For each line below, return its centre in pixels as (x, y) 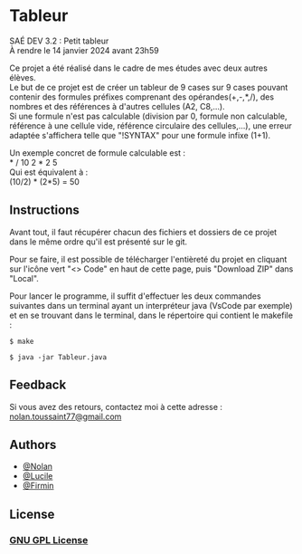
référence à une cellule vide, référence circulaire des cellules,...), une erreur (151, 125)
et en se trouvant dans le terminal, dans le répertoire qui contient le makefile (151, 315)
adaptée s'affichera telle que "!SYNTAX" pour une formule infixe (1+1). (140, 135)
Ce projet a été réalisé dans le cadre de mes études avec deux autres (139, 68)
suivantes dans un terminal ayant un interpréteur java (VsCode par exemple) (151, 305)
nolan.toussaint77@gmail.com (66, 416)
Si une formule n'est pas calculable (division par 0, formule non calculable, (148, 116)
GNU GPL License (49, 540)
